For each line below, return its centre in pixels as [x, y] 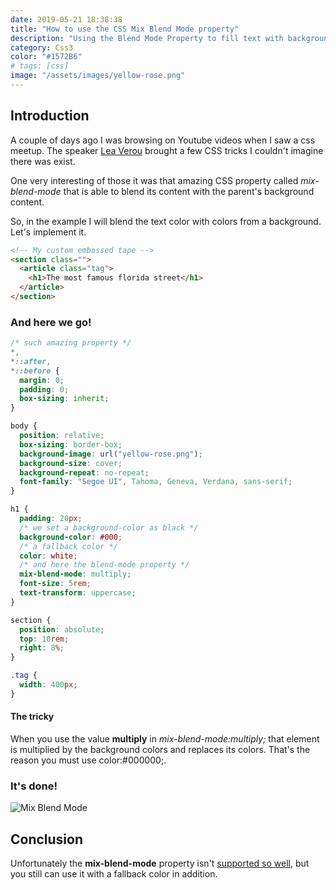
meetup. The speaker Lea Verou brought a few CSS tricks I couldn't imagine [167, 150]
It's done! [34, 786]
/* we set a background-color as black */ [109, 527]
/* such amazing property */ [71, 343]
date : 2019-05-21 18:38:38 [66, 19]
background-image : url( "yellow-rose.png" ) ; [111, 454]
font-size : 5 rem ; [55, 584]
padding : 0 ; [44, 389]
